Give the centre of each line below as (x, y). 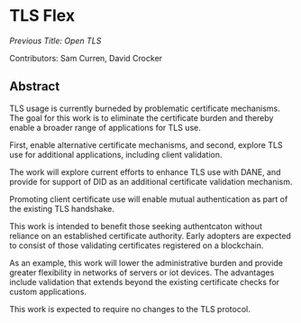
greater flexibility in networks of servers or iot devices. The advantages (142, 272)
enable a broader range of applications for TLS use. (105, 127)
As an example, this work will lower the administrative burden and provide (146, 263)
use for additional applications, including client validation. (116, 154)
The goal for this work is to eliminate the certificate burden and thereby (141, 117)
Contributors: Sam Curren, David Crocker (86, 58)
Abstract (35, 87)
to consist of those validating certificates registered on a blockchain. (137, 245)
